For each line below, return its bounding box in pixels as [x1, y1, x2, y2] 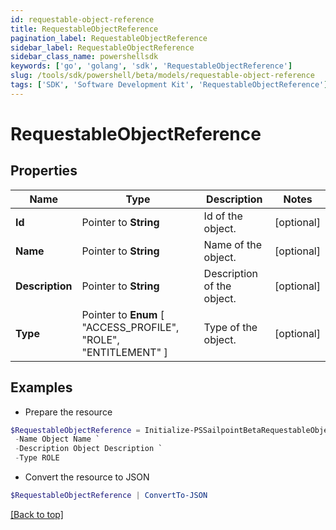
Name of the [203, 237, 263, 251]
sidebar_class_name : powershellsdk [10, 52, 159, 62]
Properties [10, 162, 78, 180]
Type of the [203, 320, 258, 334]
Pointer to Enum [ [81, 307, 165, 321]
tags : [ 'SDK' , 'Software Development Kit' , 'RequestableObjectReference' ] [10, 80, 329, 90]
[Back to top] [10, 508, 64, 520]
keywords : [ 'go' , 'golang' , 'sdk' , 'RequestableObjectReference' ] [10, 61, 293, 71]
